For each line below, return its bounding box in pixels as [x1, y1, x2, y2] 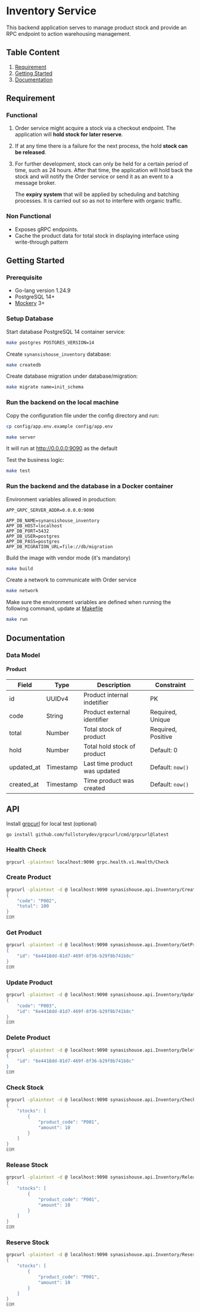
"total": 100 [17, 903, 49, 909]
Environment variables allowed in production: [6, 496, 117, 503]
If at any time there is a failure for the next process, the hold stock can [14, 142, 188, 150]
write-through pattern [14, 238, 68, 245]
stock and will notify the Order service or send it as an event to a [14, 173, 174, 180]
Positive [149, 732, 173, 741]
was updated [83, 767, 120, 775]
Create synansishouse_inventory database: [6, 350, 111, 357]
